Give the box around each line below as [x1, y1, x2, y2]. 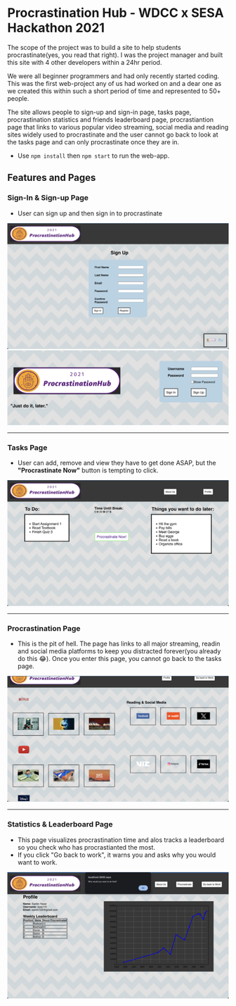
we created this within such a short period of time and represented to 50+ [7, 87, 221, 95]
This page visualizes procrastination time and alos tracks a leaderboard [17, 836, 225, 844]
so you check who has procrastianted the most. [17, 843, 156, 851]
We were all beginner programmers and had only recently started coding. [7, 72, 220, 80]
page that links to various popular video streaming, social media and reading [7, 122, 229, 131]
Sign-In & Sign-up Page [7, 193, 89, 203]
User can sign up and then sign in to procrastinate [17, 209, 163, 218]
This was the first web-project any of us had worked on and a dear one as [7, 79, 222, 87]
